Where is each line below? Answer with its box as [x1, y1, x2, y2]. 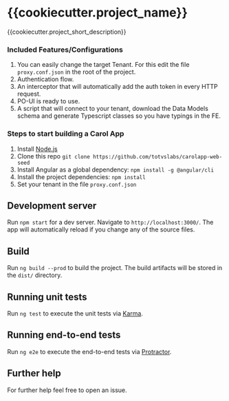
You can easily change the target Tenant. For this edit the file [17, 61, 190, 69]
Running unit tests [7, 291, 87, 302]
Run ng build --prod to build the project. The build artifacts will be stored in [7, 264, 223, 272]
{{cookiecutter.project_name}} [7, 5, 188, 21]
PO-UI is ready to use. [17, 97, 80, 105]
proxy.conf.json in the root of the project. [17, 68, 136, 76]
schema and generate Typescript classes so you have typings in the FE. [17, 112, 221, 120]
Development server [7, 200, 97, 212]
